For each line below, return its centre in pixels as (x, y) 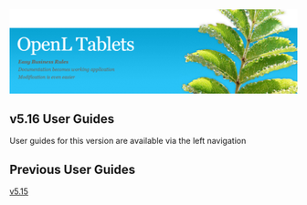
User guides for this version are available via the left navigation (128, 141)
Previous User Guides (72, 169)
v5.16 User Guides (62, 119)
